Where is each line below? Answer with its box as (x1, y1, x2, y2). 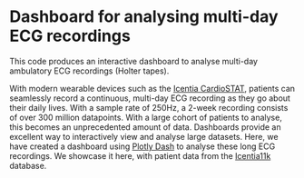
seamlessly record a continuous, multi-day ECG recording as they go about (9, 93, 290, 104)
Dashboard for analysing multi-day (9, 6, 279, 27)
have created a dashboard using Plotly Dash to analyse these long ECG (9, 141, 276, 152)
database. (9, 160, 47, 171)
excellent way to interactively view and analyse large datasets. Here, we (9, 131, 279, 142)
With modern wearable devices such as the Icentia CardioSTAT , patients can (9, 83, 296, 94)
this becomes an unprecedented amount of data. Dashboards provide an (9, 121, 281, 133)
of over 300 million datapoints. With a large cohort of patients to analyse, (9, 112, 283, 123)
